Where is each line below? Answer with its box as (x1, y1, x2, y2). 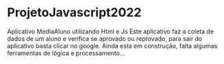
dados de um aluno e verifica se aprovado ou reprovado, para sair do (7, 34, 203, 42)
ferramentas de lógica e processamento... (7, 49, 125, 57)
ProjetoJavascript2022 (7, 5, 142, 20)
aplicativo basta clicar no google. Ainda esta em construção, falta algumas (7, 42, 218, 50)
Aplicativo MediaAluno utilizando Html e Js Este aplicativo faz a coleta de (7, 27, 214, 35)
